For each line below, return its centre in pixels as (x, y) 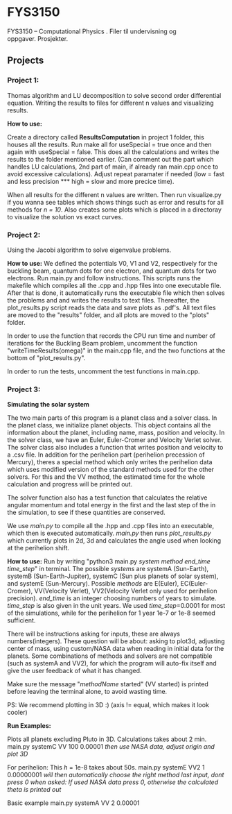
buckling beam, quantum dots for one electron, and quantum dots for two (112, 271)
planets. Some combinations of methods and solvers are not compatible (110, 656)
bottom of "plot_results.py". (46, 357)
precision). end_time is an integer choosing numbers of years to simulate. (112, 598)
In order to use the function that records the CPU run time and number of (111, 336)
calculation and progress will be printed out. (70, 484)
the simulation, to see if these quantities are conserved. (87, 512)
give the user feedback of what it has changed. (74, 671)
